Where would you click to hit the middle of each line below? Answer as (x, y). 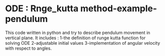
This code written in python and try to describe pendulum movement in (78, 32)
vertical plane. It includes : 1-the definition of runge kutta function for (75, 38)
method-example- (118, 9)
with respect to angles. (28, 48)
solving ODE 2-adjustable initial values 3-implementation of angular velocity (82, 43)
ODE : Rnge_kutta (42, 9)
